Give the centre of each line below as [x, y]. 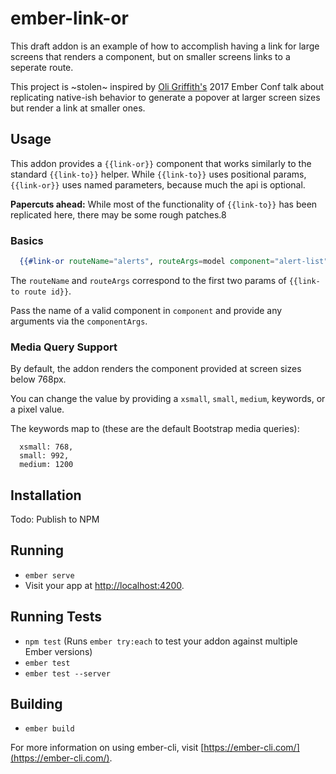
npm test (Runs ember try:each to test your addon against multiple [161, 641]
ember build [49, 729]
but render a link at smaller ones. [78, 108]
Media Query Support [64, 347]
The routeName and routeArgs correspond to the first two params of [148, 280]
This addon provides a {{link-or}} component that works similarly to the [161, 163]
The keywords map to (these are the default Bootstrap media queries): [155, 429]
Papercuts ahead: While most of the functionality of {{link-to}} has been [164, 204]
